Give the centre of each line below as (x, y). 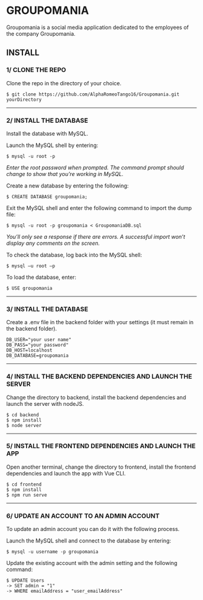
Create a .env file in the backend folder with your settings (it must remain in (100, 322)
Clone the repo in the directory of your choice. (64, 83)
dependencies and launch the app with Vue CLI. (66, 473)
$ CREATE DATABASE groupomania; (47, 197)
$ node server (24, 425)
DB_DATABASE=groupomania (37, 356)
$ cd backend (23, 415)
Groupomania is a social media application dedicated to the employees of (98, 27)
